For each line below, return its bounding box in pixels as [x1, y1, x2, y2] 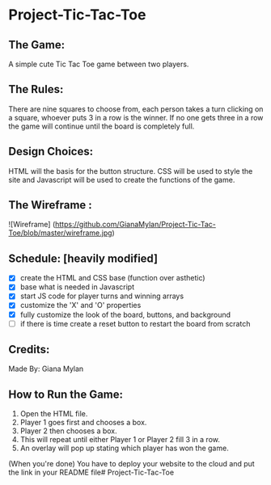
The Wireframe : [8, 198, 93, 212]
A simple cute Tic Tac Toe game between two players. [8, 59, 189, 69]
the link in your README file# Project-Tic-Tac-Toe [8, 467, 175, 478]
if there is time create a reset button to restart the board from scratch [19, 318, 251, 328]
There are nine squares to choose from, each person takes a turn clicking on [8, 103, 264, 114]
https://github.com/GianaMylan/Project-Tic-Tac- [55, 220, 217, 230]
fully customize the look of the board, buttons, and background [19, 310, 231, 319]
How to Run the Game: [8, 387, 124, 401]
